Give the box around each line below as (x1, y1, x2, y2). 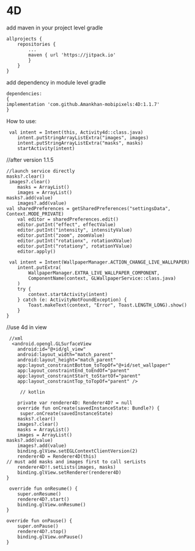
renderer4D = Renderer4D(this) (17, 453, 97, 460)
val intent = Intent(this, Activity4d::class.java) (9, 129, 144, 135)
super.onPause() (17, 523, 59, 529)
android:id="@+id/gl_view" (17, 346, 86, 352)
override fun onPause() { (6, 517, 72, 524)
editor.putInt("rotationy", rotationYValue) (17, 243, 133, 249)
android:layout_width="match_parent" (17, 351, 114, 357)
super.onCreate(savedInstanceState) (20, 410, 114, 417)
